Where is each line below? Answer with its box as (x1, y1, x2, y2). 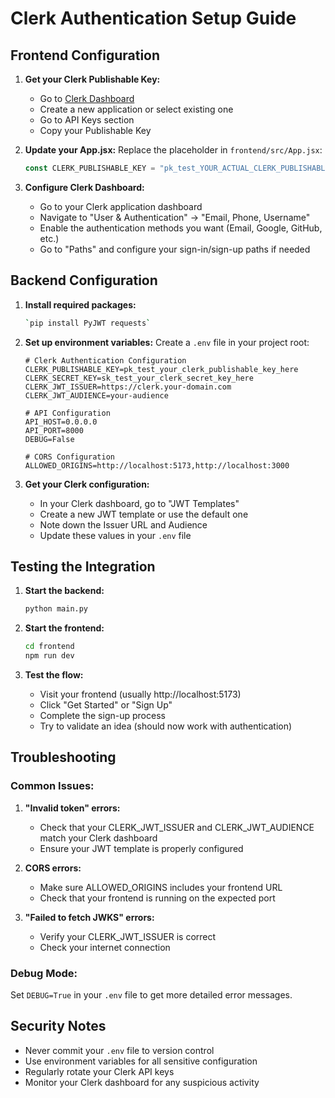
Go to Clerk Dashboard (39, 93, 135, 104)
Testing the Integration (10, 558, 156, 575)
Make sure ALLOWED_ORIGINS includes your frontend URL (39, 881, 283, 893)
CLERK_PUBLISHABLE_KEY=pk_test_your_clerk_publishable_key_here (24, 364, 299, 374)
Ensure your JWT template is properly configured (39, 842, 244, 854)
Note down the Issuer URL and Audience (39, 518, 208, 531)
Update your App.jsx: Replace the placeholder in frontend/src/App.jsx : (24, 144, 323, 156)
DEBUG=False (24, 434, 75, 444)
